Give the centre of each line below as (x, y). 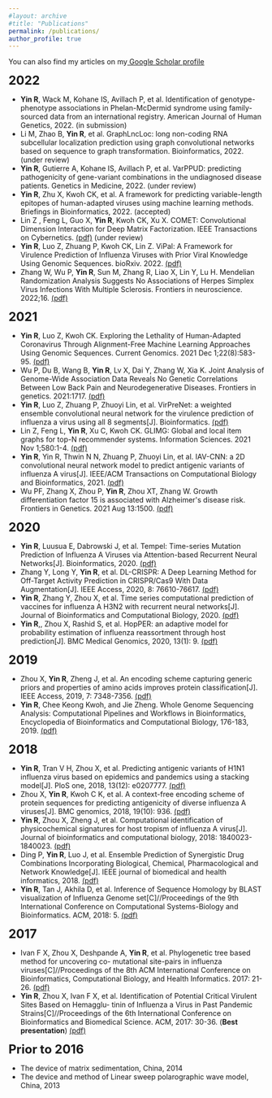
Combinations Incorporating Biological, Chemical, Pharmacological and (139, 864)
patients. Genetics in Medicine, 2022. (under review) (108, 186)
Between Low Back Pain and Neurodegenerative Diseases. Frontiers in (138, 388)
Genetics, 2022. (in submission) (73, 125)
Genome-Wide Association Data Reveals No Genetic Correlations (129, 379)
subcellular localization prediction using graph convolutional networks (137, 142)
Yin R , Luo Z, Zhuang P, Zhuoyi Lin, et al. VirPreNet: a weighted (126, 405)
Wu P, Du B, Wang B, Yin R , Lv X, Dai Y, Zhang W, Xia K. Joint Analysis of (142, 370)
